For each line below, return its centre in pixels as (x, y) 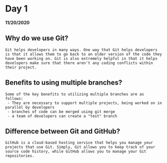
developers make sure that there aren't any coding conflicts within (79, 63)
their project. (21, 67)
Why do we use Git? (37, 38)
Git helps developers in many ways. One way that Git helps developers (81, 50)
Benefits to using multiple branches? (64, 83)
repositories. (20, 156)
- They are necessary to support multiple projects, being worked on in (85, 103)
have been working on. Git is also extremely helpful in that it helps (81, 58)
